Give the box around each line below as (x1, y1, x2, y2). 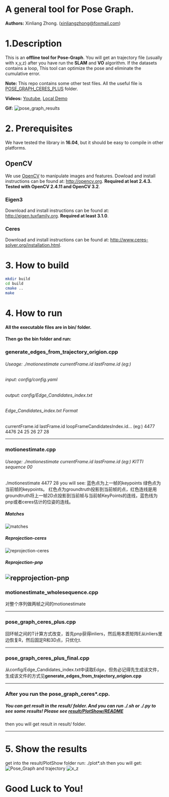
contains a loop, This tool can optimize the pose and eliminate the (5, 65, 142, 71)
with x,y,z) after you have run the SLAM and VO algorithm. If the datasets (5, 59, 157, 66)
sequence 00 (5, 464, 33, 470)
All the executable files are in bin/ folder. (5, 324, 92, 330)
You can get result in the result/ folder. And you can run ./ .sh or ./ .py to (5, 703, 156, 709)
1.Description (5, 38, 62, 49)
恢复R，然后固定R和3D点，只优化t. (9, 637, 81, 643)
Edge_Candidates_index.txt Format (5, 408, 78, 414)
